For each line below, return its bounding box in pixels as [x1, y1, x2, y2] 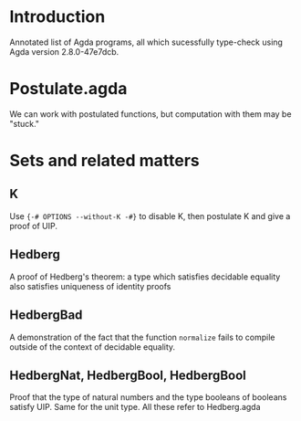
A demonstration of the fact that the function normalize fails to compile [9, 332, 275, 342]
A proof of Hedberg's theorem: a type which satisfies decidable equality [9, 271, 281, 282]
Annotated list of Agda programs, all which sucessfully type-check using [9, 37, 283, 47]
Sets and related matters [9, 151, 201, 171]
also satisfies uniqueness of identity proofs [9, 280, 171, 291]
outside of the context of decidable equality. [9, 341, 176, 353]
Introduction [9, 6, 106, 27]
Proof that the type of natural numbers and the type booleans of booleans [9, 392, 287, 403]
